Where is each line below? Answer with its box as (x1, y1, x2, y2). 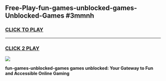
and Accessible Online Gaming (5, 70, 70, 76)
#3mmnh (66, 12, 94, 20)
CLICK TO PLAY (5, 27, 43, 33)
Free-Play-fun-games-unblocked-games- (5, 4, 137, 12)
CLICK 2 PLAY (5, 45, 40, 52)
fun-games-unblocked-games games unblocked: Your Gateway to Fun (5, 65, 154, 71)
